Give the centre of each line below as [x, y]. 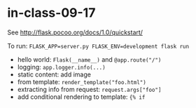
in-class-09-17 [51, 13]
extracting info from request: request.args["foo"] [89, 89]
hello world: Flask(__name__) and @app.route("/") [89, 59]
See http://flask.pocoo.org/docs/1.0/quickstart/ [75, 32]
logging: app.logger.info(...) [62, 67]
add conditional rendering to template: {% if [81, 97]
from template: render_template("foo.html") [82, 81]
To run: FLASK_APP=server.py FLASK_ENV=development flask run [98, 46]
